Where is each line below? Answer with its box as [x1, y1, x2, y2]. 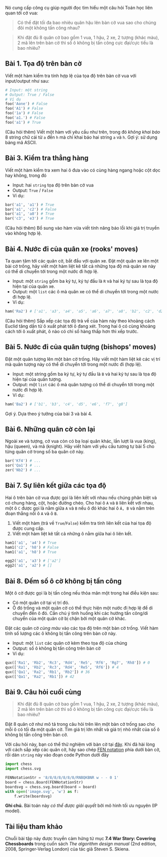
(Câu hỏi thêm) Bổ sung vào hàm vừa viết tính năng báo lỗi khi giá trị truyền [5, 225, 160, 231]
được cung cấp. [12, 525, 45, 531]
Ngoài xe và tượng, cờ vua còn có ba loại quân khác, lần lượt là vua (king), [5, 438, 157, 444]
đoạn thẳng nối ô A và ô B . [5, 510, 58, 516]
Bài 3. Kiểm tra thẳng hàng [5, 154, 88, 163]
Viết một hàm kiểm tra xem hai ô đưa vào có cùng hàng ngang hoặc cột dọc [5, 167, 161, 173]
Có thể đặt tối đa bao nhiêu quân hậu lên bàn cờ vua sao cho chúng [17, 20, 157, 25]
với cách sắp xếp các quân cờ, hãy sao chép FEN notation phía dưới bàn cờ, [5, 747, 161, 753]
